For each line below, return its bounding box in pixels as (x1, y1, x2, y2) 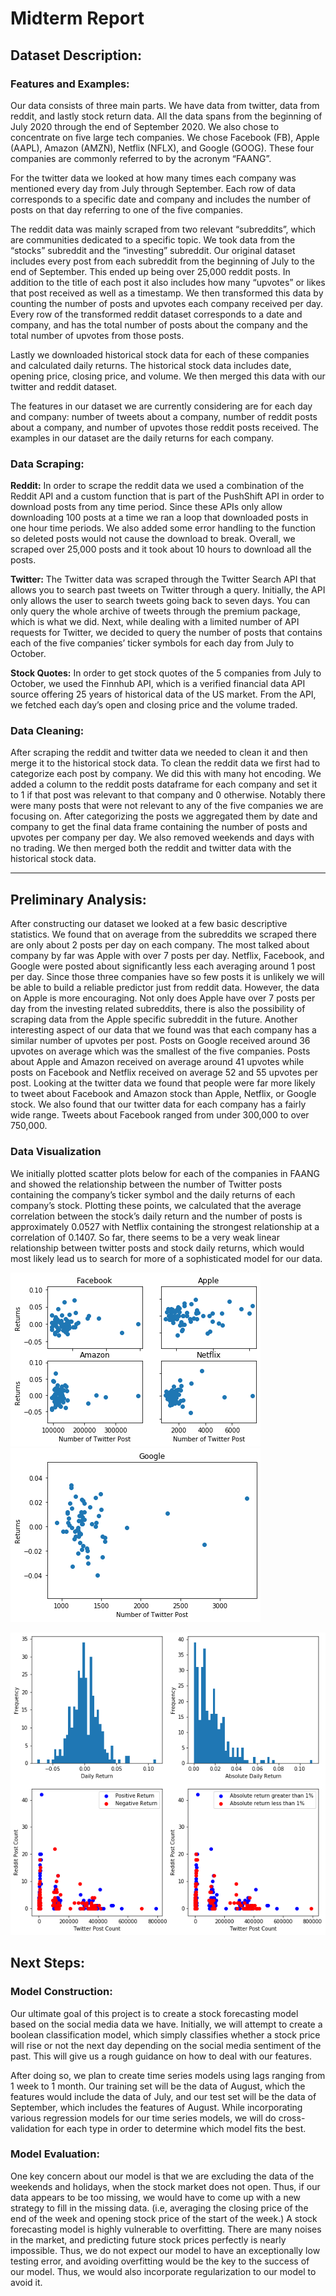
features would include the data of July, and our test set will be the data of (10, 2090, 317, 2102)
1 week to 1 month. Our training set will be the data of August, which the (10, 2080, 306, 2092)
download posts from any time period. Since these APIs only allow (10, 501, 283, 513)
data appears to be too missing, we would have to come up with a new (10, 2191, 302, 2203)
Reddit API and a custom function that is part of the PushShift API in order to (10, 490, 325, 502)
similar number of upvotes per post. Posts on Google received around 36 (10, 1035, 311, 1047)
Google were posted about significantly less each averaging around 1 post (10, 960, 316, 972)
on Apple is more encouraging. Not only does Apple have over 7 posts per (10, 992, 316, 1004)
